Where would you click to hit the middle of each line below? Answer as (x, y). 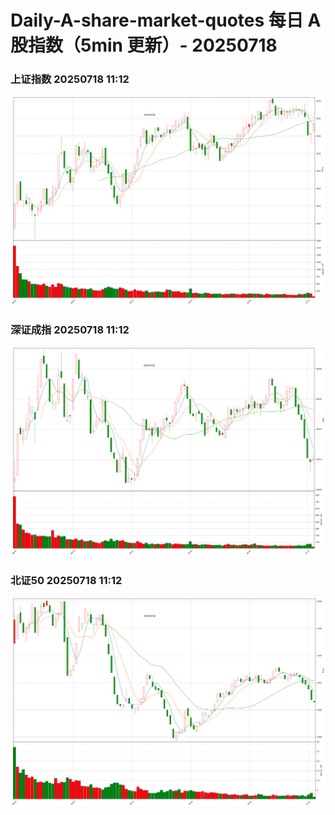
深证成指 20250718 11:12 (70, 330)
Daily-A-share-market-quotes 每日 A (166, 20)
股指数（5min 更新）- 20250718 (144, 45)
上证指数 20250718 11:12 (70, 79)
